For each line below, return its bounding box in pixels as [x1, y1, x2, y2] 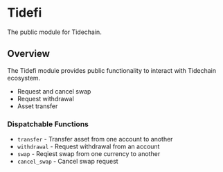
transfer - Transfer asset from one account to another [17, 135, 173, 144]
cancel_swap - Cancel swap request [17, 157, 119, 166]
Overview [7, 48, 51, 60]
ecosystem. [7, 74, 41, 82]
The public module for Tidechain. [7, 28, 102, 36]
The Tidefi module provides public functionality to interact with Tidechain [7, 66, 217, 74]
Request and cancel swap [17, 87, 91, 95]
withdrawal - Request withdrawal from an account [17, 142, 160, 150]
